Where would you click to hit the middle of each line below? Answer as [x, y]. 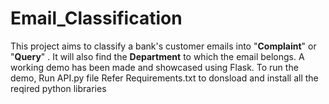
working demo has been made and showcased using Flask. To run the [154, 67]
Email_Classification [96, 18]
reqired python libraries [58, 88]
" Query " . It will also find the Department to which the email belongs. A [157, 56]
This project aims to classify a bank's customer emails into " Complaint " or [163, 46]
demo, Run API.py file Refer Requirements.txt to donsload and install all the [164, 78]
